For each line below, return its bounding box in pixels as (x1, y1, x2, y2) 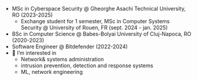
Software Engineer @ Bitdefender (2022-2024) (11, 43, 128, 50)
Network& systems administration (20, 56, 104, 63)
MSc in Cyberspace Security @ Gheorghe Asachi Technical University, (11, 5, 186, 12)
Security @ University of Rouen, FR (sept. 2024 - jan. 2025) (20, 24, 168, 31)
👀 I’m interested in (11, 49, 57, 56)
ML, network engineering (20, 68, 83, 75)
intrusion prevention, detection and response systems (20, 62, 153, 69)
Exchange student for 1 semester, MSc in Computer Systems (20, 18, 170, 24)
